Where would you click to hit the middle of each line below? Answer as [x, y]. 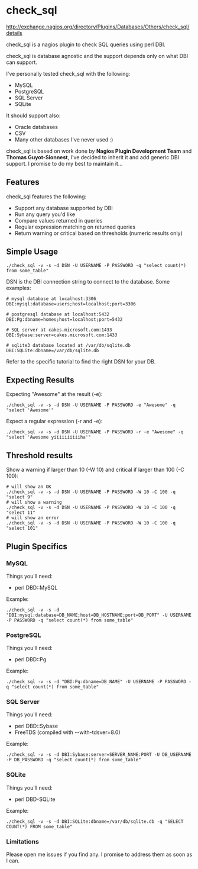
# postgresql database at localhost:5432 [58, 314]
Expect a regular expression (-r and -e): [54, 421]
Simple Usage [32, 252]
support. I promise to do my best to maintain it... [64, 163]
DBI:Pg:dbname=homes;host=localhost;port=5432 [64, 319]
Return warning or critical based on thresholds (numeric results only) [99, 233]
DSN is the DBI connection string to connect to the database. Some [88, 281]
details [14, 33]
